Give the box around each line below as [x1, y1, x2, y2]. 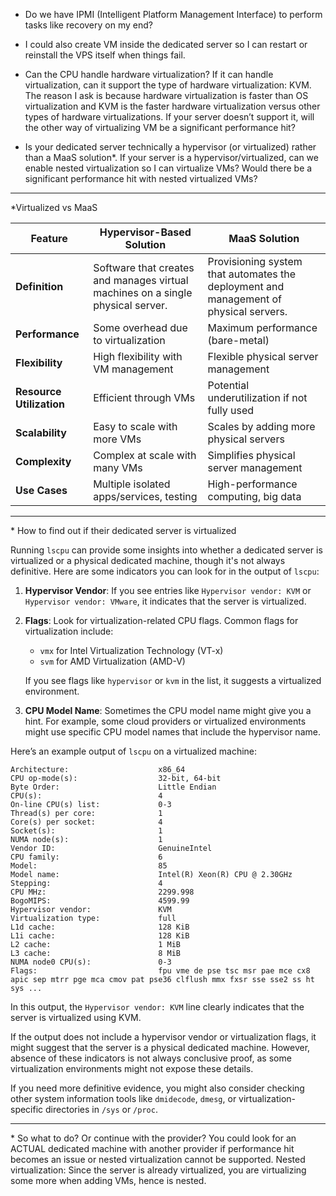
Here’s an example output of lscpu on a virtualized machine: [10, 745, 258, 757]
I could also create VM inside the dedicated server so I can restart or [24, 39, 308, 50]
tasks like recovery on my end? [24, 19, 153, 31]
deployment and [207, 280, 285, 293]
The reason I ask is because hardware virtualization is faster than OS [24, 90, 309, 101]
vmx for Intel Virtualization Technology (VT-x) [39, 645, 224, 656]
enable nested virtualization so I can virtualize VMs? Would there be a [24, 162, 313, 174]
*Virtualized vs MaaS [10, 202, 98, 213]
